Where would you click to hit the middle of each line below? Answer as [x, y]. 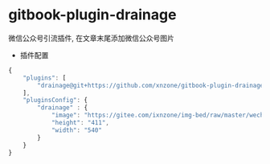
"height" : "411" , [80, 123]
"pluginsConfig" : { [55, 100]
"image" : [66, 115]
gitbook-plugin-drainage [92, 15]
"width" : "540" [77, 130]
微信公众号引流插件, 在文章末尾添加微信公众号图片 [91, 38]
